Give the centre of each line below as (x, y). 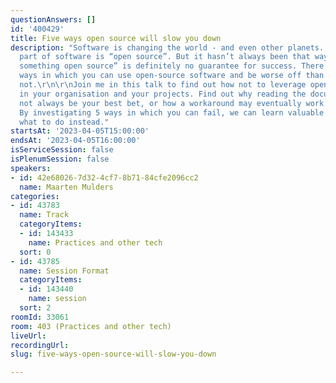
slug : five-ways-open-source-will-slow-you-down (113, 354)
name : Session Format (64, 271)
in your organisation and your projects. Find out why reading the (163, 94)
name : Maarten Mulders (66, 187)
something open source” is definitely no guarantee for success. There (172, 66)
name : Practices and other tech (95, 242)
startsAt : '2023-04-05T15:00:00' (80, 131)
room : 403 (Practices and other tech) (91, 326)
